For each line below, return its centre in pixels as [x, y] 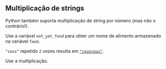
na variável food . [22, 41]
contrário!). [17, 26]
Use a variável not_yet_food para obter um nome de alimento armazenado [83, 36]
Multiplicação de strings [45, 8]
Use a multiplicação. [27, 61]
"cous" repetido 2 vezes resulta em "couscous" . [55, 51]
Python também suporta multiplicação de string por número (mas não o [80, 20]
